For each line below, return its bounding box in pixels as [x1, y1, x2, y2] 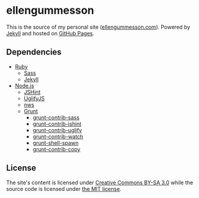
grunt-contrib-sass [32, 114, 79, 121]
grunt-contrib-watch [32, 133, 84, 140]
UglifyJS [23, 95, 45, 102]
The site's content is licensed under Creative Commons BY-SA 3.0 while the [6, 179, 193, 186]
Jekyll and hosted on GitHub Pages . [6, 29, 94, 36]
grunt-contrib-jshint [32, 120, 82, 127]
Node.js [14, 82, 35, 89]
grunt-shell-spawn [32, 139, 79, 147]
